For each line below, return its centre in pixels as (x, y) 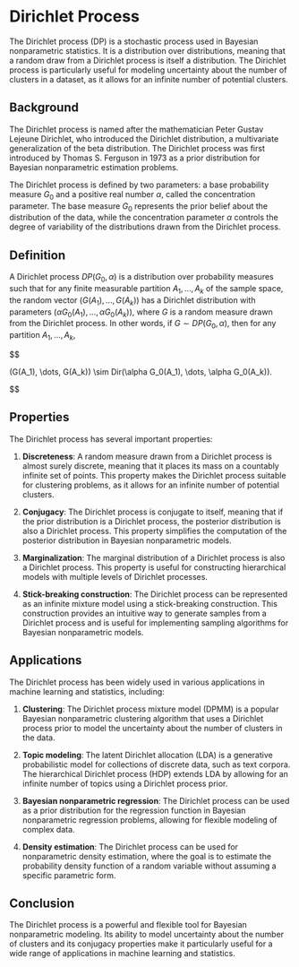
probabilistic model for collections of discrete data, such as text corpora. (156, 764)
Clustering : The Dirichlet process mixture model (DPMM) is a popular (150, 709)
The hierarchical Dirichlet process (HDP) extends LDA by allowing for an (155, 773)
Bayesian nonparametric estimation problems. (94, 167)
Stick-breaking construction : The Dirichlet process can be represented (155, 594)
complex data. (48, 829)
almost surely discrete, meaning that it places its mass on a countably (150, 466)
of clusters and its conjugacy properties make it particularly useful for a (141, 944)
